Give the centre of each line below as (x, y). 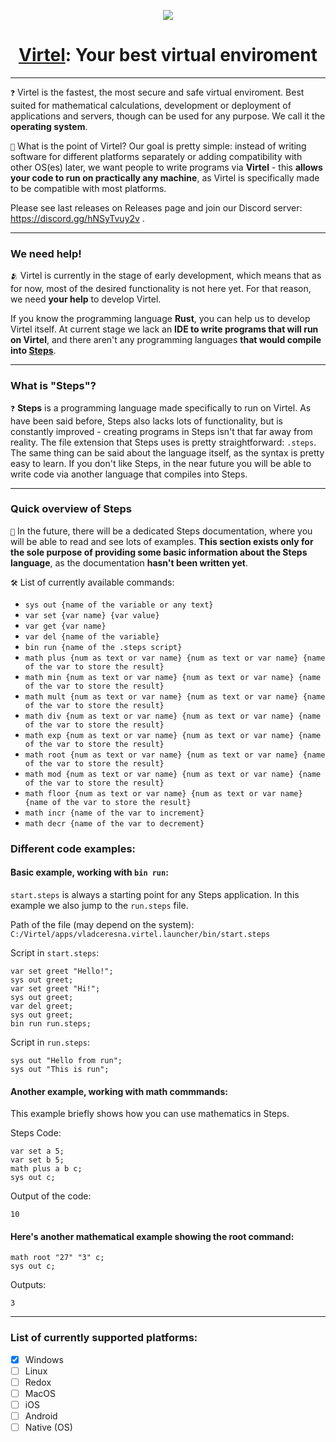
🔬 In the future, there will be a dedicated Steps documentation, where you (161, 531)
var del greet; (42, 1006)
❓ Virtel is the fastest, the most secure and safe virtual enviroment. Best (157, 92)
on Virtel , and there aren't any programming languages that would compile (166, 340)
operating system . (49, 126)
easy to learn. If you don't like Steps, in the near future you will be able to (161, 463)
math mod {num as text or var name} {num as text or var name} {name (173, 774)
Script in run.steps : (50, 1042)
